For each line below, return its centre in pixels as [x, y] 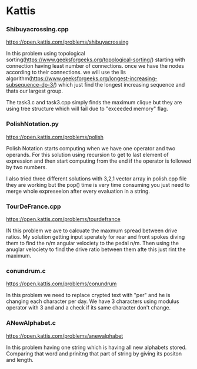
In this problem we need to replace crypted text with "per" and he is [88, 295]
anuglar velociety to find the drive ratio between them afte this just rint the [96, 249]
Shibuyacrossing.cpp [37, 29]
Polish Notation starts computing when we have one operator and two [91, 148]
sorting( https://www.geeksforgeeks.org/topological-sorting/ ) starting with [96, 60]
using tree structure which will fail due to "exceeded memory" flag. [87, 109]
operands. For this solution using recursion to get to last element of [87, 154]
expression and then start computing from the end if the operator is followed [99, 161]
